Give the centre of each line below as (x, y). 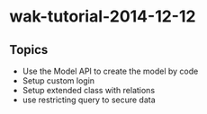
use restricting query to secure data (89, 100)
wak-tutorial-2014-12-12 (103, 17)
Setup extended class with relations (89, 90)
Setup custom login (58, 81)
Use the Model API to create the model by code (110, 71)
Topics (29, 50)
